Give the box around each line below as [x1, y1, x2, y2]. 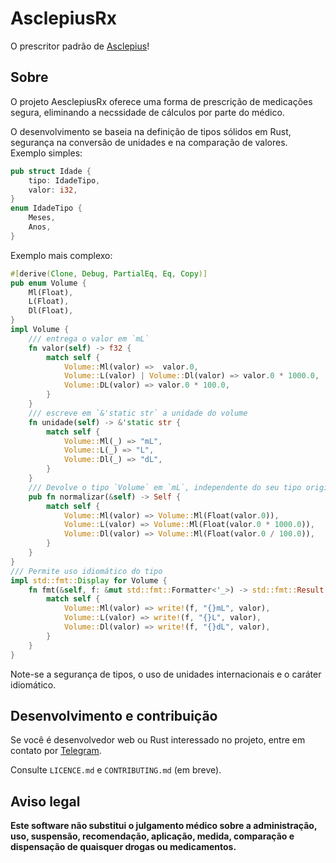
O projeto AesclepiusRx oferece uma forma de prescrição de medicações [10, 95, 313, 107]
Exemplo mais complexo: [10, 249, 113, 261]
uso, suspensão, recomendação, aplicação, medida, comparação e [10, 830, 295, 842]
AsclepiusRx [10, 7, 117, 30]
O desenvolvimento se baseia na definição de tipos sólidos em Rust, [10, 125, 292, 137]
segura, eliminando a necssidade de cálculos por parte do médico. [10, 106, 285, 118]
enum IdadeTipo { [10, 203, 83, 214]
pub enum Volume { [10, 278, 87, 288]
